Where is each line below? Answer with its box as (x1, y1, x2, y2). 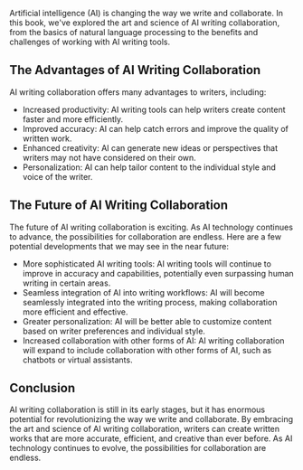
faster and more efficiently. (22, 113, 124, 125)
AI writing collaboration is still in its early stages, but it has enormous (9, 404, 265, 415)
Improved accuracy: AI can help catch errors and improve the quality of (22, 123, 289, 134)
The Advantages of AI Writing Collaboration (9, 62, 261, 78)
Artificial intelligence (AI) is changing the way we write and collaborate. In (9, 8, 283, 18)
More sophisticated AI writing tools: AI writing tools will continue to (22, 258, 271, 269)
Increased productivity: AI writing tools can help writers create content (22, 104, 287, 115)
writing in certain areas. (22, 277, 111, 288)
